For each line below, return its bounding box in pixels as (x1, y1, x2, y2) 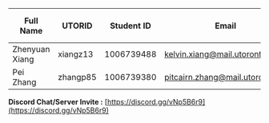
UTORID (62, 20, 93, 31)
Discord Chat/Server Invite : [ (8, 97, 108, 106)
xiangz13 (57, 49, 94, 59)
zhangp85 (57, 72, 98, 82)
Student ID (109, 20, 151, 31)
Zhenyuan (12, 44, 50, 54)
